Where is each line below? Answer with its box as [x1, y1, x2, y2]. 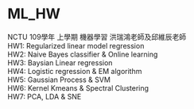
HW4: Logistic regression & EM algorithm [7, 66, 142, 76]
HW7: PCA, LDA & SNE [7, 91, 82, 101]
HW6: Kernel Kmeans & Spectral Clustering [7, 83, 149, 92]
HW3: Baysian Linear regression [7, 57, 113, 68]
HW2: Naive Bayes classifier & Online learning [7, 49, 158, 59]
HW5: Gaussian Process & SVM [7, 75, 111, 84]
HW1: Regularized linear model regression [7, 41, 145, 50]
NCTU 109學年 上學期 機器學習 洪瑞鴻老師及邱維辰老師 [7, 32, 187, 41]
